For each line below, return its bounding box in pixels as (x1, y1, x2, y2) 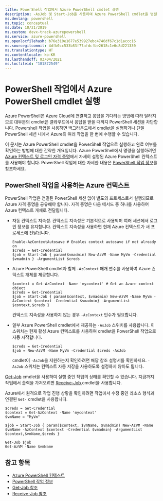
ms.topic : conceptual (5, 20, 49, 26)
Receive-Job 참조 (12, 490, 47, 496)
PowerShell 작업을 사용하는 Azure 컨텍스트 (5, 181, 130, 190)
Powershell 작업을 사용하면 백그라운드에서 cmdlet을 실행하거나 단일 (15, 125, 145, 131)
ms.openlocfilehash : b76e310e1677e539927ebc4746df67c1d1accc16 (5, 39, 136, 44)
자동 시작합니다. (12, 334, 42, 340)
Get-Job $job (5, 440, 32, 445)
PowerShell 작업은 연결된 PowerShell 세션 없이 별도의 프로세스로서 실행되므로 (5, 195, 154, 201)
